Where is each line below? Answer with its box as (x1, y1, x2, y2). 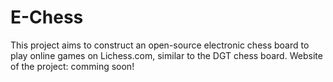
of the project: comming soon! (10, 60, 135, 72)
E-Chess (10, 6, 84, 29)
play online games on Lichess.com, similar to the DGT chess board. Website (10, 49, 323, 61)
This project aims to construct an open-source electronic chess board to (10, 39, 310, 51)
